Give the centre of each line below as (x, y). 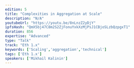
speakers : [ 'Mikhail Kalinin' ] (36, 58)
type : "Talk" (18, 41)
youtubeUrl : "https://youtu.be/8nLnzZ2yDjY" (50, 23)
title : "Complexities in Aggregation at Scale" (54, 14)
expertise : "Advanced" (28, 36)
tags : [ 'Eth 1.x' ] (23, 54)
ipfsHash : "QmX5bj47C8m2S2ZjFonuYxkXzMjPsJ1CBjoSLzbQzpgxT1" (68, 27)
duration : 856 (19, 32)
